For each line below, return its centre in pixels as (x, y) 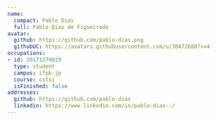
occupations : (27, 54)
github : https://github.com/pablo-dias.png (78, 40)
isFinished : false (41, 86)
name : (15, 14)
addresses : (23, 92)
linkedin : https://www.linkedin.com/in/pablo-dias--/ (94, 106)
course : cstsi (34, 79)
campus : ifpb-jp (37, 73)
